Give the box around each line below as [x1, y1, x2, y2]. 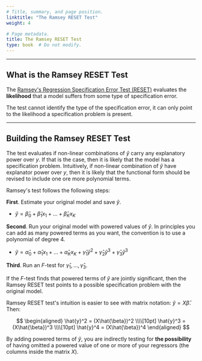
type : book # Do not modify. [6, 42, 82, 48]
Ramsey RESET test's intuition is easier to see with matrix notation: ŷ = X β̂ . [6, 299, 191, 306]
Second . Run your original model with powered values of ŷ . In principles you [6, 223, 195, 230]
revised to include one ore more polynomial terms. [6, 175, 131, 182]
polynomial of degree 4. [6, 236, 66, 243]
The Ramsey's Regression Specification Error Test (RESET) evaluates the [6, 85, 187, 93]
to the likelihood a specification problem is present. [6, 110, 133, 117]
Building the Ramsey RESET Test [6, 134, 130, 144]
